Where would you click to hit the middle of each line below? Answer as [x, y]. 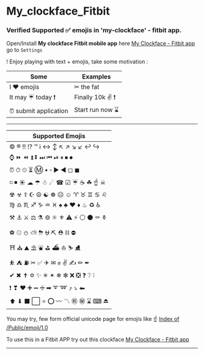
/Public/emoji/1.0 [27, 328]
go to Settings [24, 50]
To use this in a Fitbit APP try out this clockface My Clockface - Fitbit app [98, 340]
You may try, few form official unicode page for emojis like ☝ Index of [93, 319]
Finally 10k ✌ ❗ [95, 97]
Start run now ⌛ [97, 110]
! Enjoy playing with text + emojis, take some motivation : [77, 62]
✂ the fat [87, 87]
